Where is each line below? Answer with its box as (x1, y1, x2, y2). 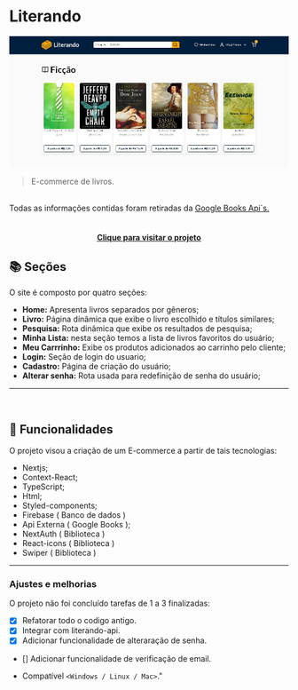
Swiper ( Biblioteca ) (21, 548, 97, 559)
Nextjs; (21, 463, 49, 473)
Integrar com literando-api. (21, 625, 121, 636)
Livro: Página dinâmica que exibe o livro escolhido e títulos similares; (21, 313, 275, 325)
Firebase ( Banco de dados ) (21, 510, 126, 520)
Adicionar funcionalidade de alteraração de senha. (21, 635, 208, 646)
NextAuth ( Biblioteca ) (21, 528, 106, 539)
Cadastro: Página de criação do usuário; (21, 361, 171, 372)
